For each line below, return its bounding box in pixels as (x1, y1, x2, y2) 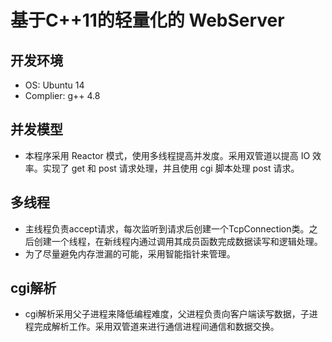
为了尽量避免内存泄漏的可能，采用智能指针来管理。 (24, 247, 236, 260)
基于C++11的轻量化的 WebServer (10, 9, 285, 32)
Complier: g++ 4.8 (24, 90, 101, 101)
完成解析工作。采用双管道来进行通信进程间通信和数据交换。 (33, 321, 280, 333)
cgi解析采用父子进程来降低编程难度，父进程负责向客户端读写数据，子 (24, 308, 310, 320)
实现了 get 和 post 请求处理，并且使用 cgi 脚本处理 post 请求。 (42, 162, 300, 174)
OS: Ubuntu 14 (24, 79, 85, 91)
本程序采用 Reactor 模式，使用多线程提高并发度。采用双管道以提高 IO (24, 149, 311, 161)
